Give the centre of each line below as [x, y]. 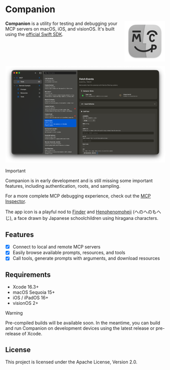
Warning [14, 313]
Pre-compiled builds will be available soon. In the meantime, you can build [83, 323]
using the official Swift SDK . [34, 34]
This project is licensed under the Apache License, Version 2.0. [71, 362]
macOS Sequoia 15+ [34, 292]
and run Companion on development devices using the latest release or [80, 328]
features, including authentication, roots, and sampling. [63, 186]
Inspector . [16, 202]
